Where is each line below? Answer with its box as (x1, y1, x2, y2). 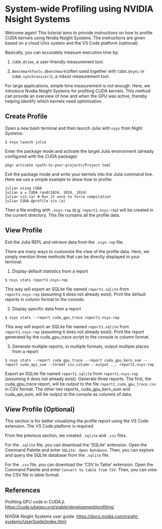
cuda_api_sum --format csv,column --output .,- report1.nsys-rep (20, 362, 154, 367)
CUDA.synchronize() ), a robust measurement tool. (12, 73, 110, 79)
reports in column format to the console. (5, 296, 85, 302)
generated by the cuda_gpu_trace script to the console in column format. (5, 334, 150, 340)
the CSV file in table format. (5, 472, 60, 478)
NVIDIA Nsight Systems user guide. (5, 513, 76, 519)
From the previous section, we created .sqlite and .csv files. (5, 433, 127, 438)
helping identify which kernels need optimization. (5, 98, 103, 104)
